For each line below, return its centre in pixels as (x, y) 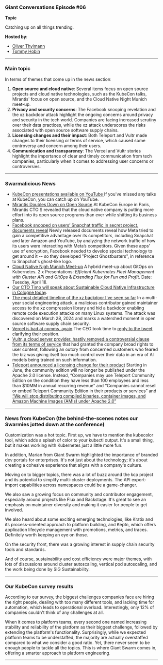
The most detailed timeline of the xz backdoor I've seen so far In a (78, 297)
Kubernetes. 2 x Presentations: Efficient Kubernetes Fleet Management (83, 271)
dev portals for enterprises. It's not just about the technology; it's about (76, 460)
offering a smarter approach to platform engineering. (58, 653)
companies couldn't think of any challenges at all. (55, 612)
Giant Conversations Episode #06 (46, 7)
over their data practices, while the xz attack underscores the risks (79, 125)
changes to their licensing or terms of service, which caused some (79, 140)
